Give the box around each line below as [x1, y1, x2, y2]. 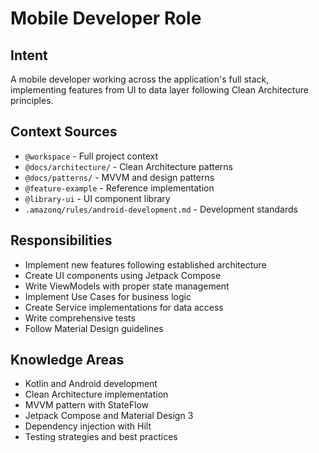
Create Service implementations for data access [24, 301, 224, 313]
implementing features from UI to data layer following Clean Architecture [10, 84, 309, 96]
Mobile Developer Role [10, 7, 202, 30]
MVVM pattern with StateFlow [24, 399, 149, 411]
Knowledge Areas [10, 352, 125, 369]
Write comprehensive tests [24, 312, 136, 324]
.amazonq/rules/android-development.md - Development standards [24, 203, 298, 215]
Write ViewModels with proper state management [24, 280, 230, 292]
